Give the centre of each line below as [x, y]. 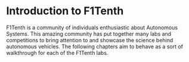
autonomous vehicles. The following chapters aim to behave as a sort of [95, 46]
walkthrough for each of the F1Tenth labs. [57, 52]
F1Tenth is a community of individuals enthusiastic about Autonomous [92, 27]
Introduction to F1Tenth [65, 11]
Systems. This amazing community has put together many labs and [89, 33]
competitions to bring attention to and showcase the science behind [90, 40]
